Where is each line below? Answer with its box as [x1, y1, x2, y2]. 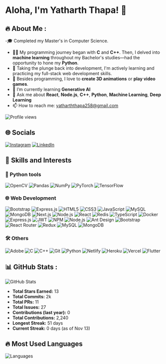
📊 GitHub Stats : [5, 263, 58, 271]
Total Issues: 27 [12, 304, 46, 310]
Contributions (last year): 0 [12, 309, 71, 315]
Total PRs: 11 [12, 299, 39, 305]
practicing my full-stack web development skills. [12, 71, 112, 76]
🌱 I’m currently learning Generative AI [12, 87, 91, 92]
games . [12, 81, 28, 87]
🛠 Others [5, 235, 29, 242]
